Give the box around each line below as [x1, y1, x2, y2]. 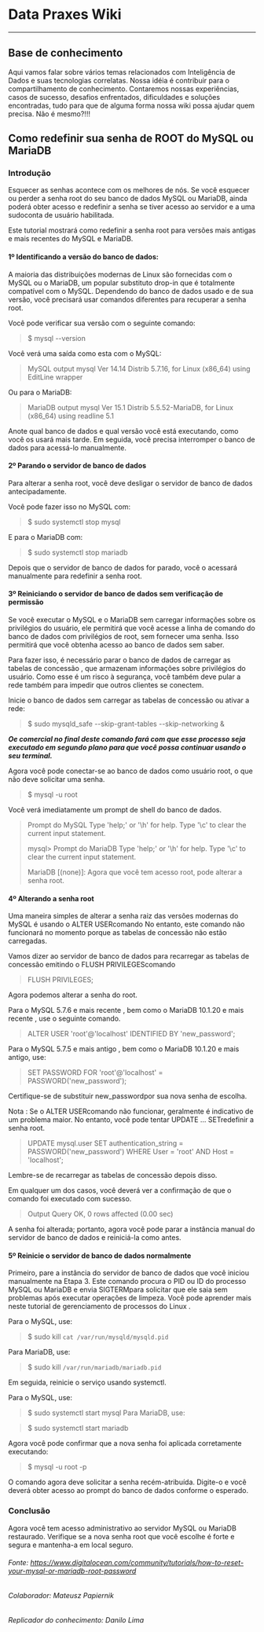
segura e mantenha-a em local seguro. [8, 1540, 134, 1549]
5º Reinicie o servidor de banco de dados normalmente [8, 1251, 192, 1260]
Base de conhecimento [8, 46, 123, 60]
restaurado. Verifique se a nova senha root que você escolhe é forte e [8, 1531, 235, 1541]
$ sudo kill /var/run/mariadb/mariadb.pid [27, 1362, 162, 1372]
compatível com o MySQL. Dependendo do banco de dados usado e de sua [8, 286, 254, 295]
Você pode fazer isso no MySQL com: [8, 501, 131, 512]
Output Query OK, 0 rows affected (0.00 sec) [27, 1209, 174, 1219]
